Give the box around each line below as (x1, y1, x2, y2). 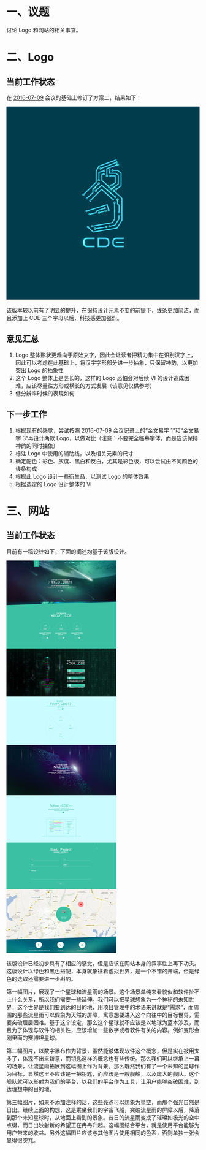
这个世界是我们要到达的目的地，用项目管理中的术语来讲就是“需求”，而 (17, 1003, 194, 1011)
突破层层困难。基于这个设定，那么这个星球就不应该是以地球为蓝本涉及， (11, 1018, 194, 1026)
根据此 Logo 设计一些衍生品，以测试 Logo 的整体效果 (15, 473, 150, 480)
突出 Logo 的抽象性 (15, 367, 64, 374)
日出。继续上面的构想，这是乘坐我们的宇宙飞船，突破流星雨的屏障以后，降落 (6, 1106, 200, 1113)
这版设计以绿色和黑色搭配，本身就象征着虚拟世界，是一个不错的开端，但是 (6, 967, 194, 975)
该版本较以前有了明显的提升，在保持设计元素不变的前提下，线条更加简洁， (6, 307, 194, 314)
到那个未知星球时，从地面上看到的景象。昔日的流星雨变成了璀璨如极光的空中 (6, 1113, 200, 1121)
